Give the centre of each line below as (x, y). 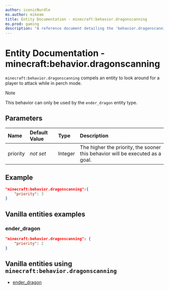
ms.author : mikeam (24, 15)
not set (38, 154)
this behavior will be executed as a (120, 154)
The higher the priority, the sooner (120, 147)
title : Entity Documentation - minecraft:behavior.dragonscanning (76, 19)
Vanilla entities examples (45, 214)
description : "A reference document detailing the (59, 29)
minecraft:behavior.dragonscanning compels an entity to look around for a (82, 78)
